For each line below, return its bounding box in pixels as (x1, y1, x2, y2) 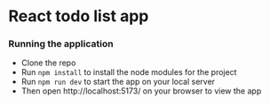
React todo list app (8, 6, 149, 26)
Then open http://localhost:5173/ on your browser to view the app (20, 86, 262, 96)
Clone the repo (20, 57, 76, 68)
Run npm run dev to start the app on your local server (20, 77, 215, 87)
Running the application (8, 38, 114, 50)
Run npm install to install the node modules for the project (20, 67, 237, 78)
